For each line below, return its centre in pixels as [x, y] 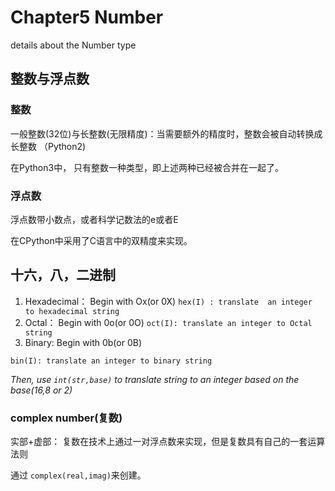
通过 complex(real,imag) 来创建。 [78, 475]
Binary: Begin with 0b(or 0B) [83, 342]
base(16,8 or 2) [41, 390]
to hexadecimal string [72, 311]
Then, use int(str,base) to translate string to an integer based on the [155, 379]
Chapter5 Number [87, 17]
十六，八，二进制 [63, 275]
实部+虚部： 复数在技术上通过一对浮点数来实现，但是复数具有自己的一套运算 [168, 442]
